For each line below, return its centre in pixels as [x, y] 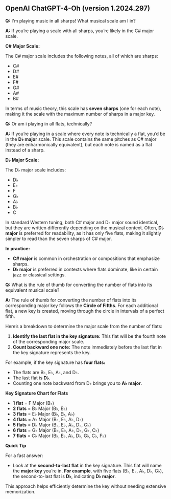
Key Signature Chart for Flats [37, 393]
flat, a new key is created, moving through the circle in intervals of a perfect [85, 311]
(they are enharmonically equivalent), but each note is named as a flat [79, 144]
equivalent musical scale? [32, 290]
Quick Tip [16, 445]
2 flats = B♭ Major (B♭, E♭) [40, 408]
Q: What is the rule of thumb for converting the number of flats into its [79, 285]
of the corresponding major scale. [48, 341]
